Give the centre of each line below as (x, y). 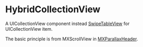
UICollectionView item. (29, 29)
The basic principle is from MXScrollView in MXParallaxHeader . (72, 39)
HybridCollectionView (53, 9)
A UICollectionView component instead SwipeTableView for (67, 24)
